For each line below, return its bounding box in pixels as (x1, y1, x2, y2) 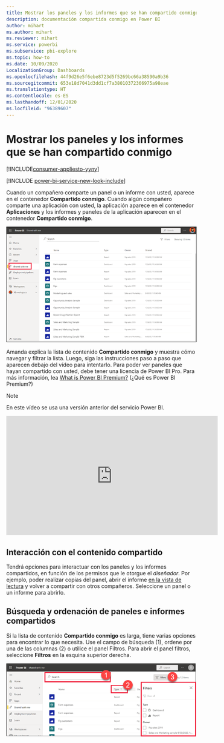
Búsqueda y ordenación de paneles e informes (6, 606, 185, 617)
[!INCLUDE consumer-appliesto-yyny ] (6, 165, 100, 173)
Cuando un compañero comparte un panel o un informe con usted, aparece (6, 188, 194, 196)
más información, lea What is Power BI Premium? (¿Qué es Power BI (6, 374, 176, 381)
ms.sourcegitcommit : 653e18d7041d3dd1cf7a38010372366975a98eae (6, 80, 169, 86)
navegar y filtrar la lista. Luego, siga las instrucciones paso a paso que (6, 355, 182, 362)
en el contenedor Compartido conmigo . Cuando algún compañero (6, 195, 172, 202)
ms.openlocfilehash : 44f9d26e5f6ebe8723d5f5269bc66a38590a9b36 (6, 73, 169, 80)
